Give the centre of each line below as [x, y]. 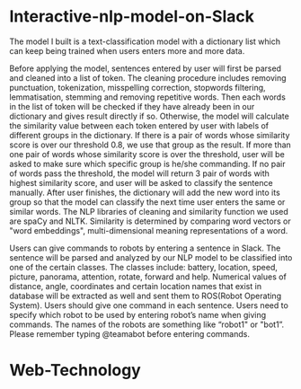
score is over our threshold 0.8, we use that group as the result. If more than [150, 145]
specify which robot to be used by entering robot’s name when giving [138, 314]
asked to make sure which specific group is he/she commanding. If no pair [147, 164]
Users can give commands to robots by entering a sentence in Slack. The [145, 248]
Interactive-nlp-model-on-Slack [132, 17]
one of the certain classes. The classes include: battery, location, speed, [144, 267]
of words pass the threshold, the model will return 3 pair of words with [139, 173]
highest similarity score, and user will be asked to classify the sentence [141, 182]
